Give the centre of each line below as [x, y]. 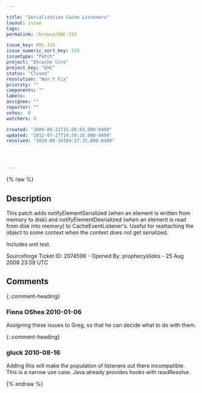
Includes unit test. [28, 244]
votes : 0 [19, 113]
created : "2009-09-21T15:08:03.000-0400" [59, 129]
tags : [13, 29]
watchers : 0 [21, 118]
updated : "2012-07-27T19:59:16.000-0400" [59, 135]
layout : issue [24, 23]
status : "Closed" [28, 73]
